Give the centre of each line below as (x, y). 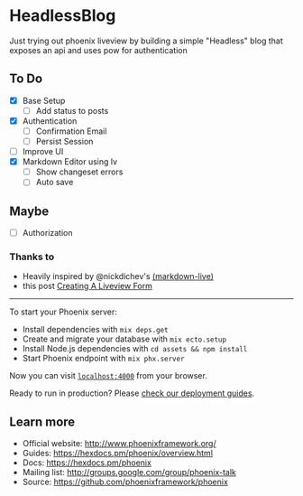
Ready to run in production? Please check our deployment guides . (132, 393)
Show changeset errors (79, 172)
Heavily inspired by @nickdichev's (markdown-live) (118, 276)
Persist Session (64, 141)
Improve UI (43, 152)
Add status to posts (72, 110)
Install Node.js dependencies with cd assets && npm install (135, 349)
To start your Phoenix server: (63, 312)
